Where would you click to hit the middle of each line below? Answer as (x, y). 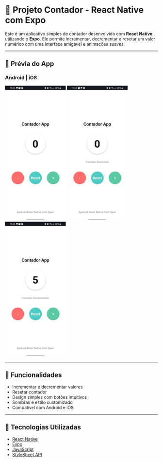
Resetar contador (29, 392)
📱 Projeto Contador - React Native (74, 10)
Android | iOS (21, 78)
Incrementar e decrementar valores (47, 387)
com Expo (25, 20)
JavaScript (23, 449)
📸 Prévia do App (30, 64)
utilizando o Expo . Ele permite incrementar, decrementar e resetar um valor (80, 39)
